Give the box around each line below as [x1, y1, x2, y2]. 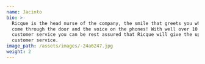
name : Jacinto [6, 9, 43, 15]
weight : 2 [6, 49, 32, 55]
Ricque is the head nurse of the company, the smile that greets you [12, 20, 192, 26]
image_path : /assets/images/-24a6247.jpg [6, 43, 113, 49]
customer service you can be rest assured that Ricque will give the [12, 32, 192, 38]
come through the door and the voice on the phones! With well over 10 [12, 26, 198, 32]
